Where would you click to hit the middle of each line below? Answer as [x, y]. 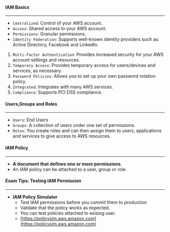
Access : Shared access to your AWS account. [59, 28]
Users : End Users [30, 120]
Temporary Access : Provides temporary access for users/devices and [84, 65]
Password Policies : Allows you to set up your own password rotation [84, 76]
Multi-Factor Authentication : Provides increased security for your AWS [88, 55]
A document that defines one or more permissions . [67, 164]
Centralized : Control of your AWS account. [57, 23]
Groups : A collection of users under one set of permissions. [74, 125]
